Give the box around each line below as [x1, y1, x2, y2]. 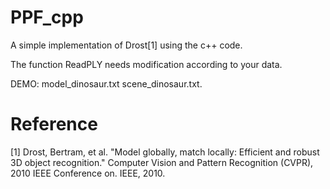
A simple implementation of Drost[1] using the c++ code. [10, 39, 243, 51]
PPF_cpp [10, 6, 84, 29]
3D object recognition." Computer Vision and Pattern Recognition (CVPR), [10, 156, 314, 168]
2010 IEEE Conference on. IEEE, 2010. [10, 167, 166, 179]
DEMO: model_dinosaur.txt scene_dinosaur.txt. [10, 77, 203, 90]
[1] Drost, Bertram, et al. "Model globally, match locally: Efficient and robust [10, 146, 320, 158]
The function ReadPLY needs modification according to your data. [10, 58, 283, 70]
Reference [10, 113, 98, 136]
